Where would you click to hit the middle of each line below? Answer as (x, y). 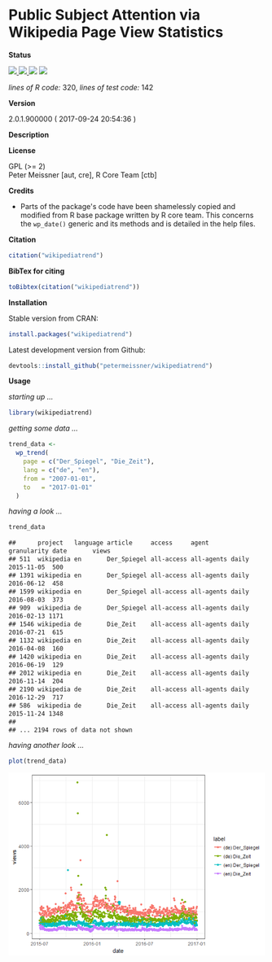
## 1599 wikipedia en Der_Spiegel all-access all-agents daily (129, 592)
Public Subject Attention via (105, 15)
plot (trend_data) (38, 761)
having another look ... (46, 746)
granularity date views (60, 551)
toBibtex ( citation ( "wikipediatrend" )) (74, 286)
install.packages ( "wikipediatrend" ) (70, 334)
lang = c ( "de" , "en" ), (61, 470)
